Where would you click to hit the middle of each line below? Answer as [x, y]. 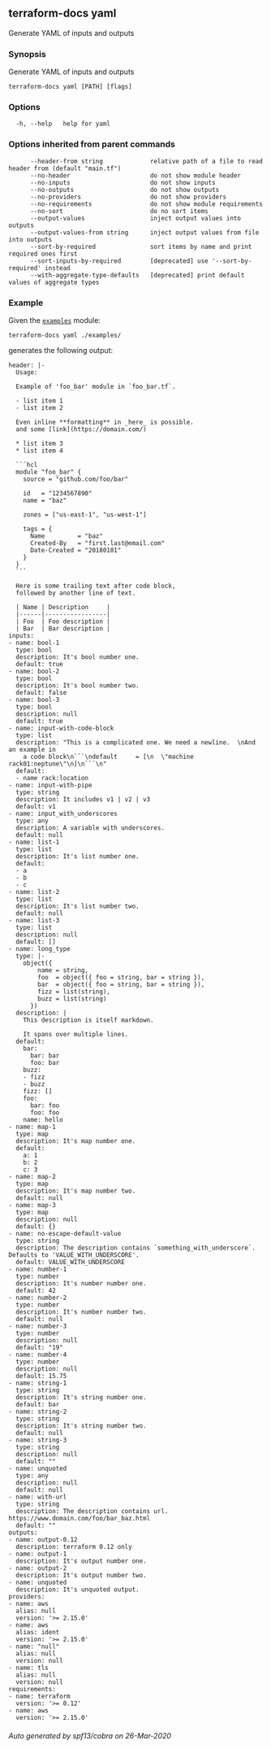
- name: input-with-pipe [50, 785]
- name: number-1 [38, 1269]
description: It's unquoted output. [77, 1590]
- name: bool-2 [34, 671]
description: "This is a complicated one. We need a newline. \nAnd [135, 743]
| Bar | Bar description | [63, 629]
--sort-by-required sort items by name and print [141, 246]
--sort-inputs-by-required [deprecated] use [119, 261]
